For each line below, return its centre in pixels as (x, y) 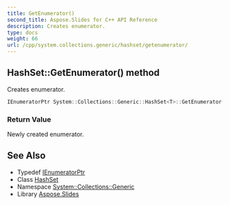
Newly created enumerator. (46, 134)
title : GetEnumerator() (41, 13)
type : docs (23, 32)
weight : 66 (23, 39)
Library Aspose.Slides (48, 194)
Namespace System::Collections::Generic (76, 187)
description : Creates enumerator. (56, 26)
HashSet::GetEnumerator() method (84, 73)
